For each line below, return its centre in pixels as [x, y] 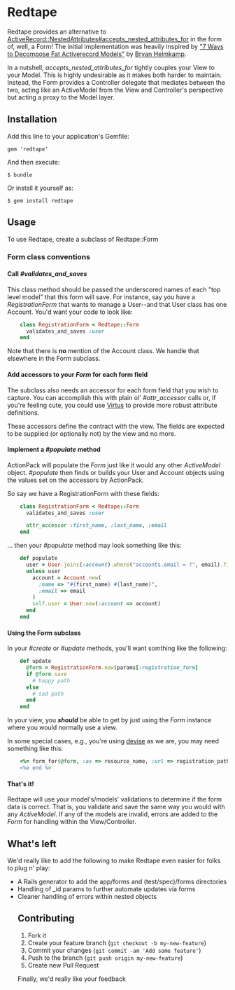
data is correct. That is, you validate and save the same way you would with [116, 807]
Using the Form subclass [44, 633]
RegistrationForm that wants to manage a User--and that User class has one [117, 304]
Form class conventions [49, 257]
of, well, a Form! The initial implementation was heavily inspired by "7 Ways [115, 46]
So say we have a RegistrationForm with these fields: [83, 493]
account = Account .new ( [67, 578]
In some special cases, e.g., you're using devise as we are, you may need [113, 741]
